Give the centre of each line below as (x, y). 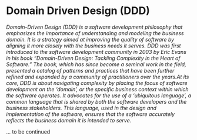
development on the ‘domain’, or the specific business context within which (97, 89)
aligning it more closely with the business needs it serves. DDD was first (94, 46)
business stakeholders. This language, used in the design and (81, 108)
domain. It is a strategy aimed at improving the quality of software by (90, 39)
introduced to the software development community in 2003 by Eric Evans (96, 52)
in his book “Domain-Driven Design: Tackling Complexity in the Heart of (93, 58)
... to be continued (28, 132)
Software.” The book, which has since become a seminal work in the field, (96, 64)
